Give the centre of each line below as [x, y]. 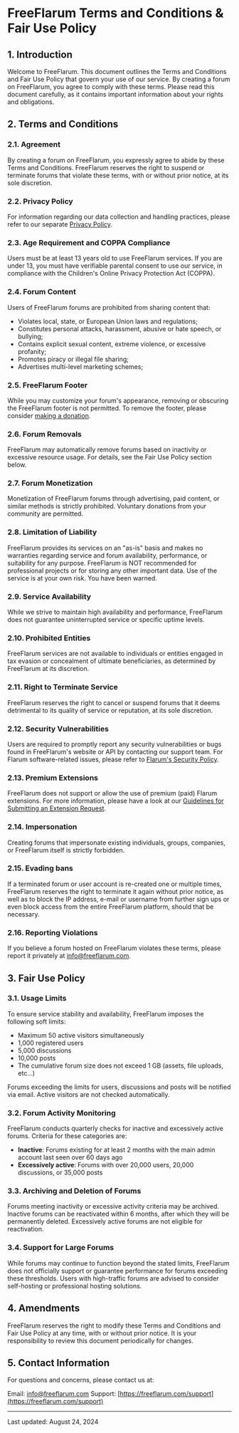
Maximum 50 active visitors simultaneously [81, 1035]
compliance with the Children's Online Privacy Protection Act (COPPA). [111, 273]
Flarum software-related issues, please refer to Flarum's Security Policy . [113, 759]
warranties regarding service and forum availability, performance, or [107, 555]
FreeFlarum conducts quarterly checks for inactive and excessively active [116, 1129]
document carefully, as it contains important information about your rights [116, 94]
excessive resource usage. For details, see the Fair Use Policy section [110, 457]
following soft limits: [37, 1021]
